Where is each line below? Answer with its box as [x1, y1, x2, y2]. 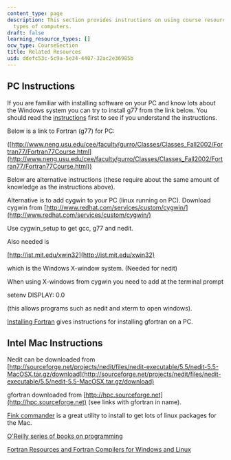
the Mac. [7, 419, 32, 427]
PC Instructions [7, 81, 76, 92]
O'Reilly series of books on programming [7, 432, 123, 441]
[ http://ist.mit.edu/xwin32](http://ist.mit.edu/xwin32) [7, 251, 155, 259]
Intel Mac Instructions [7, 337, 103, 348]
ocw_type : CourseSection [7, 42, 78, 49]
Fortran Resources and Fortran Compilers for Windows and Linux [7, 446, 191, 454]
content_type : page [7, 10, 63, 17]
